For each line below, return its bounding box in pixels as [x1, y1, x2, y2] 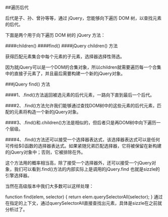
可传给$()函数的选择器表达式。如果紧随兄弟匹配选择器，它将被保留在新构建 [5, 143, 162, 149]
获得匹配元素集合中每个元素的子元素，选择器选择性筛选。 [5, 53, 125, 59]
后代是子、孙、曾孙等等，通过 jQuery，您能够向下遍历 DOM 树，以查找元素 [5, 15, 162, 21]
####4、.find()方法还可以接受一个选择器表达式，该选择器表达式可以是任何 [5, 136, 160, 142]
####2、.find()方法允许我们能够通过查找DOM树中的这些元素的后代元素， [5, 103, 157, 108]
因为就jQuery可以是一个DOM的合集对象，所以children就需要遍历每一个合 [5, 64, 157, 70]
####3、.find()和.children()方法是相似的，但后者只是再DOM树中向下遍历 [5, 120, 156, 125]
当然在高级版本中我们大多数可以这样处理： [5, 183, 94, 189]
